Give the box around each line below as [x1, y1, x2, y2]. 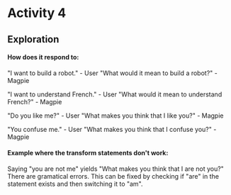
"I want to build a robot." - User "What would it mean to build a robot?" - [7, 69, 218, 77]
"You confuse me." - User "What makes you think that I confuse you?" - [7, 125, 217, 133]
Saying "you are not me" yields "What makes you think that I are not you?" [7, 165, 225, 173]
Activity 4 [7, 5, 67, 21]
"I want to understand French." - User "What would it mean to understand [7, 90, 222, 99]
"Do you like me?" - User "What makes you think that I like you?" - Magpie [7, 111, 224, 120]
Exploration [7, 33, 60, 45]
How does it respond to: [7, 53, 79, 62]
